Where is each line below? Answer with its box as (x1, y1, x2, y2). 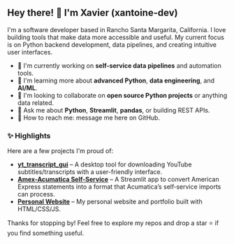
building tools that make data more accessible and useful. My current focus (7, 33, 225, 41)
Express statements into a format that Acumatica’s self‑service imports (17, 182, 221, 191)
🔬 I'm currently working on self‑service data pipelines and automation (17, 61, 222, 70)
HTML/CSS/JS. (17, 205, 61, 213)
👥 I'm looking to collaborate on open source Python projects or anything (17, 91, 228, 99)
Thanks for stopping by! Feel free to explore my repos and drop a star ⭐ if (7, 219, 219, 227)
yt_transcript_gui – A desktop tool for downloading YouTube (17, 160, 192, 168)
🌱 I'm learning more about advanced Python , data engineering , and (17, 76, 215, 85)
